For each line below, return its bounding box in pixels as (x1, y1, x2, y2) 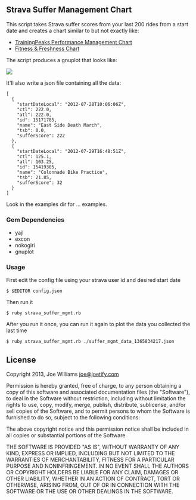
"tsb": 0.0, (17, 127, 46, 133)
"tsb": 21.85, (17, 174, 52, 180)
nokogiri (14, 242, 36, 249)
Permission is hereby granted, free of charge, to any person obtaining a (6, 382, 182, 389)
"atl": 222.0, (17, 112, 52, 118)
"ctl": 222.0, (17, 106, 52, 112)
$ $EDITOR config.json (6, 288, 63, 295)
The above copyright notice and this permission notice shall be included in (6, 425, 189, 432)
